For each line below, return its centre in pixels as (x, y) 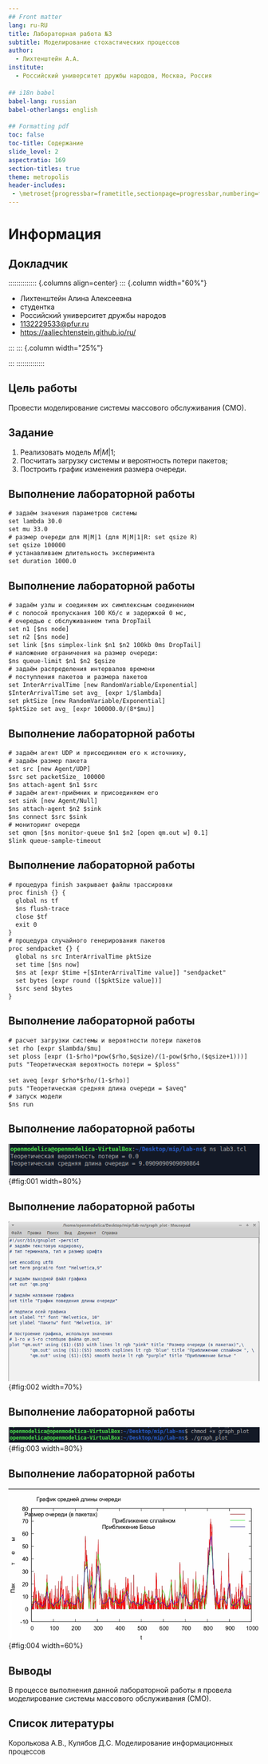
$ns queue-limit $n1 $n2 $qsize (62, 661)
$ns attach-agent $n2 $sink (55, 809)
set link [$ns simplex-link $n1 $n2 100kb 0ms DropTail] (105, 646)
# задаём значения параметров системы (73, 514)
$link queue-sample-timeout (55, 841)
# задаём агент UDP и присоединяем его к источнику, (98, 753)
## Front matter (35, 17)
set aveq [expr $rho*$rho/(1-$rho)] (69, 1080)
